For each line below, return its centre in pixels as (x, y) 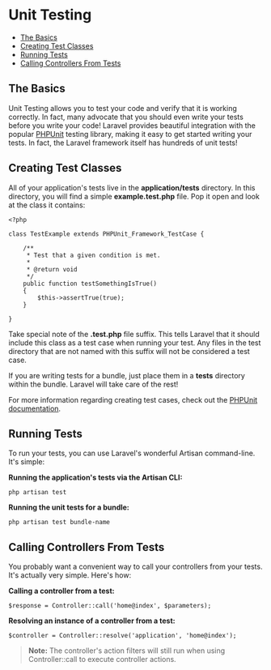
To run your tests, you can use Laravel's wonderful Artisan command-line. (132, 453)
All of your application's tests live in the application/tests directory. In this (132, 187)
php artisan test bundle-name (59, 523)
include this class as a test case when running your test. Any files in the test (135, 343)
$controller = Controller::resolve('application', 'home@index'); (123, 636)
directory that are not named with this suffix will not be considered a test (129, 351)
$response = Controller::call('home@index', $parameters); (110, 606)
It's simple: (27, 462)
